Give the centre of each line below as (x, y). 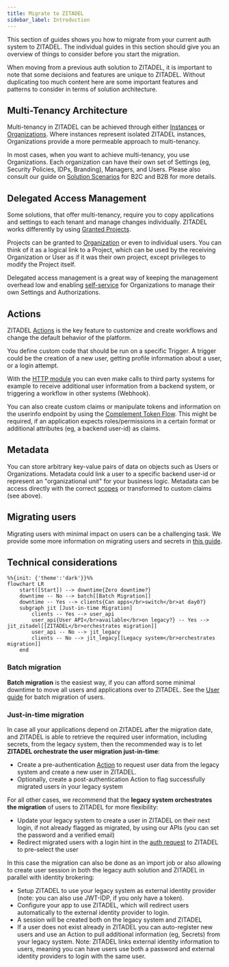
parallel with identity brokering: (51, 877)
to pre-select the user (48, 849)
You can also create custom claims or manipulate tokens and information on (114, 406)
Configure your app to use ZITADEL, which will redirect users (103, 905)
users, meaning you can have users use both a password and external (116, 948)
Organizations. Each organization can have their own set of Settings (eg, (109, 162)
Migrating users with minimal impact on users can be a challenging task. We (114, 534)
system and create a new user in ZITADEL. (77, 772)
